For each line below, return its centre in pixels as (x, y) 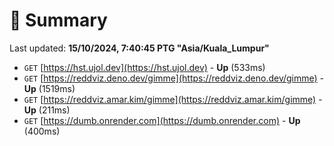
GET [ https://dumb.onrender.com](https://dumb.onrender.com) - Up (162, 120)
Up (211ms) (47, 110)
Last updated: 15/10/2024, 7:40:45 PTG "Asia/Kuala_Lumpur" (139, 48)
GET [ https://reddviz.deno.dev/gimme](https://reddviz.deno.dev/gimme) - (174, 78)
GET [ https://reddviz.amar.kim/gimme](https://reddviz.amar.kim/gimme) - (173, 99)
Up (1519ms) (49, 88)
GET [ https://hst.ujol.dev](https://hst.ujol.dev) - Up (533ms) (144, 67)
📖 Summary (58, 20)
